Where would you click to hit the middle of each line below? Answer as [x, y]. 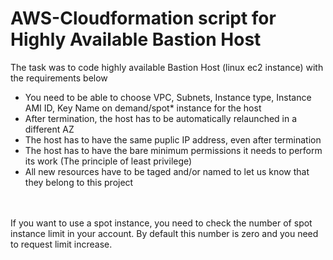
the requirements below [59, 78]
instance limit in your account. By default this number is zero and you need [164, 233]
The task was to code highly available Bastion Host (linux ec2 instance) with [167, 67]
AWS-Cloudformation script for [143, 18]
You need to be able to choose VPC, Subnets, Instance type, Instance [168, 97]
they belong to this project [79, 182]
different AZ [49, 129]
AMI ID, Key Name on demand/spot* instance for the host [143, 108]
